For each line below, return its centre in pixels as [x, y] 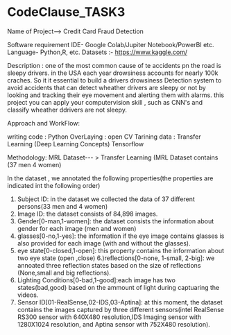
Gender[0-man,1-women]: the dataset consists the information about [115, 221]
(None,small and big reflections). [64, 273]
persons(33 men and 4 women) [62, 206]
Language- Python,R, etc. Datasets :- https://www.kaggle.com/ [97, 52]
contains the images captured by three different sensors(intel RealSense [120, 309]
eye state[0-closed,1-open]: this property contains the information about [120, 250]
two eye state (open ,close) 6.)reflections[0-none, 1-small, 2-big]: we [116, 258]
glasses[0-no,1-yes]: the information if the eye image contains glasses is [121, 236]
